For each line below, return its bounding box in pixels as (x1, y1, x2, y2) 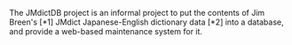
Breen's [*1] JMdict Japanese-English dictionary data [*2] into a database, (9, 17, 284, 27)
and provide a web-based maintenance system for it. (9, 26, 202, 36)
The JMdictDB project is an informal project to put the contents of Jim (9, 8, 265, 18)
